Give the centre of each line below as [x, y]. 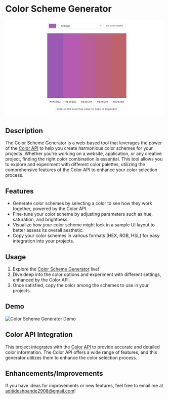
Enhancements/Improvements [54, 373]
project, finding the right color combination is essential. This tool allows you [84, 159]
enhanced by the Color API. [41, 280]
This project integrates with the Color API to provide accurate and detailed [83, 347]
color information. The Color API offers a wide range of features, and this [81, 352]
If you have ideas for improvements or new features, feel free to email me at [84, 386]
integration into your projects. [43, 241]
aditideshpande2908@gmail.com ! [40, 391]
